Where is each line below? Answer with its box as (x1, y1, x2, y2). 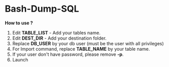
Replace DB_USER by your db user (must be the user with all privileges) (12, 40, 164, 46)
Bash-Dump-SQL (5, 3, 79, 15)
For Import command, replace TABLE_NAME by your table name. (12, 46, 150, 52)
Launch (12, 56, 29, 62)
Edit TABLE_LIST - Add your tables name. (12, 29, 101, 36)
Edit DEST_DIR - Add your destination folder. (12, 35, 107, 41)
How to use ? (5, 20, 33, 26)
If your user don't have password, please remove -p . (12, 51, 124, 57)
